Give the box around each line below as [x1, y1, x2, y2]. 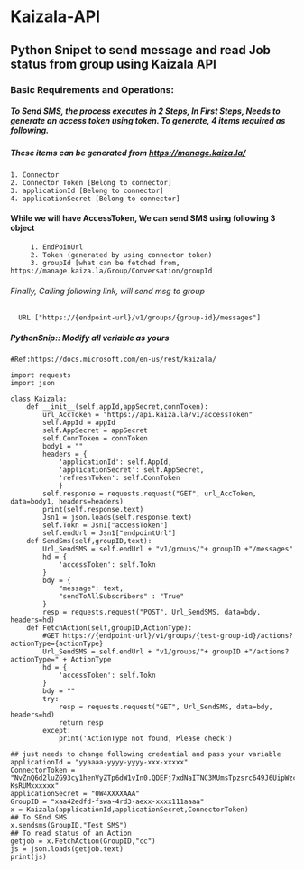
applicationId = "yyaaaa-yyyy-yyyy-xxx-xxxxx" [10, 758, 189, 767]
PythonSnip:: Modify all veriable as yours [10, 332, 170, 343]
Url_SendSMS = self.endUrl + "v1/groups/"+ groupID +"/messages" [42, 544, 294, 554]
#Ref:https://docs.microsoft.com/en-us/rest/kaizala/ [10, 355, 217, 365]
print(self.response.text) [42, 505, 144, 514]
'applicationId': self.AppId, [58, 458, 172, 467]
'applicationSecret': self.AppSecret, [58, 466, 205, 475]
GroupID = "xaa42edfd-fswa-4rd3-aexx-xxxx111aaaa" [10, 797, 205, 807]
